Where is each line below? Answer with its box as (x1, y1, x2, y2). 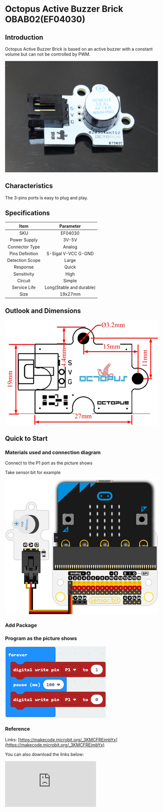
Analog (63, 244, 78, 250)
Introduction (5, 33, 44, 41)
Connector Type (7, 244, 40, 250)
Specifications (5, 209, 50, 217)
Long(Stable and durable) (44, 284, 96, 291)
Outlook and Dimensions (5, 307, 81, 315)
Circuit (17, 277, 31, 283)
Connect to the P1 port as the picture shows (5, 460, 93, 466)
